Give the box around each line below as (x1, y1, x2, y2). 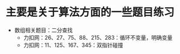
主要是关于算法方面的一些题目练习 (5, 5, 175, 19)
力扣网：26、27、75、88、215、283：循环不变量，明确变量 (23, 34, 173, 41)
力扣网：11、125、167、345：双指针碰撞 (23, 41, 123, 49)
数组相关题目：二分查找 (14, 26, 73, 34)
